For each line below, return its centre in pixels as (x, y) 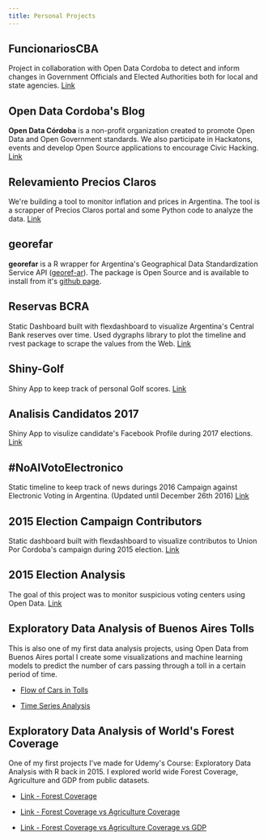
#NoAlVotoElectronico (66, 467)
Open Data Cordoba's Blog (77, 111)
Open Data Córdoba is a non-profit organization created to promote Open (132, 131)
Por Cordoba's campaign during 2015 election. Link (94, 549)
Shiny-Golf (36, 369)
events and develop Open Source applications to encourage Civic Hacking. (134, 148)
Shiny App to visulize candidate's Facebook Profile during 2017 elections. (131, 433)
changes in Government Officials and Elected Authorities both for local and (133, 77)
